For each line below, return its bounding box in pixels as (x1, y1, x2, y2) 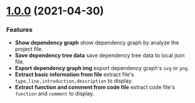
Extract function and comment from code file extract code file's (14, 84, 175, 91)
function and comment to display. (14, 90, 95, 97)
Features (6, 26, 33, 34)
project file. (14, 46, 44, 53)
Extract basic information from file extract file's (14, 71, 135, 78)
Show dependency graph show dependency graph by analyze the (14, 39, 179, 46)
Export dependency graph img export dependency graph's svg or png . (14, 65, 190, 72)
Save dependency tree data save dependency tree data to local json (14, 52, 185, 59)
